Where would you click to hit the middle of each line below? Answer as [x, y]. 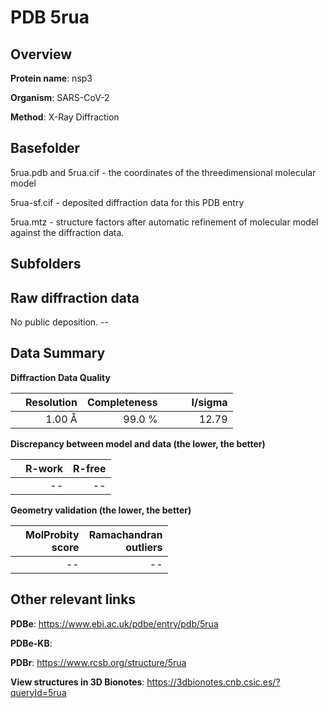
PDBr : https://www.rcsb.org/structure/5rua [98, 662]
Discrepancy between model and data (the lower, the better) [138, 443]
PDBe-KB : [31, 643]
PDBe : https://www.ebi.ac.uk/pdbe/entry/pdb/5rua [114, 623]
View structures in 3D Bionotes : [77, 682]
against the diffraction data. [67, 232]
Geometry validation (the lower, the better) [101, 510]
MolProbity [52, 534]
